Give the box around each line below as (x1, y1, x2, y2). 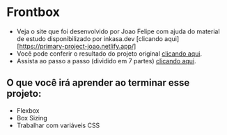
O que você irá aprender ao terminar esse (6, 77, 190, 89)
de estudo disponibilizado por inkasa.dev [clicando (16, 34, 163, 42)
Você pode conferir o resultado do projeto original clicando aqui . (16, 49, 203, 58)
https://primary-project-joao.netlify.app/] (19, 42, 136, 50)
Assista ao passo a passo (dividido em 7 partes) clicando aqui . (16, 56, 196, 65)
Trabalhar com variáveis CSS (16, 121, 100, 129)
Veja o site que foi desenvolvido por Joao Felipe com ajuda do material (16, 27, 220, 35)
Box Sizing (16, 113, 47, 122)
